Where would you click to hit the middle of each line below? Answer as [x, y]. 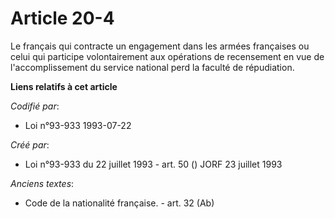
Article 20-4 [62, 18]
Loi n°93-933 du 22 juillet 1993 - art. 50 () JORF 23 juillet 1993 [153, 164]
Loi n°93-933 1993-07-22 [78, 125]
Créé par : [30, 144]
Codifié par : [35, 106]
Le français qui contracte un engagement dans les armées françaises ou [160, 46]
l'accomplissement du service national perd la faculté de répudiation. [152, 67]
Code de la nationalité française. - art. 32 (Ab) [119, 203]
